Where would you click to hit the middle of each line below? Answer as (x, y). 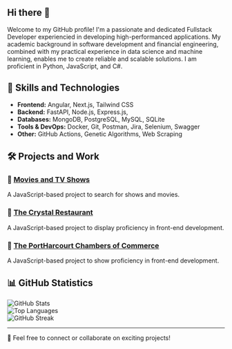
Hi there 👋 (29, 13)
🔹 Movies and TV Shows (49, 179)
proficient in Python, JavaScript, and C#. (65, 66)
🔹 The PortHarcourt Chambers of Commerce (83, 245)
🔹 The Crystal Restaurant (50, 213)
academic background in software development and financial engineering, (113, 44)
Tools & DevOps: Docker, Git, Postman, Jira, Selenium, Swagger (108, 126)
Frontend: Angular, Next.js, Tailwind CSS (75, 104)
